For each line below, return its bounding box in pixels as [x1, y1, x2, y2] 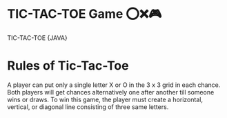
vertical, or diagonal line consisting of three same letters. [7, 102, 169, 111]
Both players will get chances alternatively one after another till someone [7, 88, 215, 96]
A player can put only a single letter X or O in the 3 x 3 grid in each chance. [7, 81, 221, 89]
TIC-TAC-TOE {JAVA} [7, 33, 68, 42]
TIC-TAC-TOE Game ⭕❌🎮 [7, 6, 162, 22]
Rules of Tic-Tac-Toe [7, 58, 129, 74]
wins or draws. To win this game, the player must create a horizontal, [7, 95, 204, 104]
